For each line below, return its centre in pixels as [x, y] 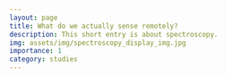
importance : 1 [36, 51]
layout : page [34, 17]
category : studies [43, 59]
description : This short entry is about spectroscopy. [114, 34]
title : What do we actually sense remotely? [94, 26]
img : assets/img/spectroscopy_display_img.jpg [98, 43]
